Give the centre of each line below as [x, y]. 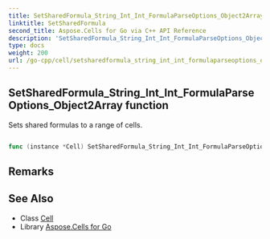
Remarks [31, 171]
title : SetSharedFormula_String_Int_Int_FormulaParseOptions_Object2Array [136, 16]
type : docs [27, 46]
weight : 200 [28, 53]
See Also [31, 198]
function [147, 105]
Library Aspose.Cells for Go [65, 226]
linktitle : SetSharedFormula [57, 23]
